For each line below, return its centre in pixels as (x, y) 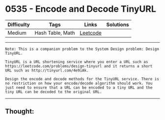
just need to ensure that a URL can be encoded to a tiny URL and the (79, 87)
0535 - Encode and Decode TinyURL (81, 9)
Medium (17, 33)
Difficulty (19, 24)
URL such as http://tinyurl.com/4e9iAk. (47, 70)
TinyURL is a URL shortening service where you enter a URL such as (77, 62)
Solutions (118, 24)
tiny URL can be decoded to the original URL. (54, 92)
